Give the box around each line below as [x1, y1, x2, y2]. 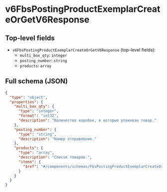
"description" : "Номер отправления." [18, 136, 97, 141]
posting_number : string [19, 58, 67, 63]
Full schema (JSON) [5, 77, 68, 85]
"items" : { [18, 159, 41, 164]
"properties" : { [9, 99, 43, 105]
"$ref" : [23, 164, 39, 169]
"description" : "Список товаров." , [18, 155, 92, 160]
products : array [19, 63, 52, 68]
